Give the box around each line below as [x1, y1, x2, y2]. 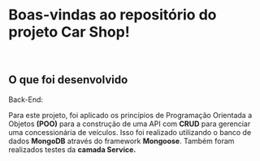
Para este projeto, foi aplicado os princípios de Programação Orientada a [8, 110, 253, 120]
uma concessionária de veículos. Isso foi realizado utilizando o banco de [8, 127, 252, 137]
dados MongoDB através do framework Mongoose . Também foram [8, 136, 235, 146]
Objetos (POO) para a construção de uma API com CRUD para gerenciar [8, 119, 251, 129]
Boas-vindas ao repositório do [8, 6, 217, 24]
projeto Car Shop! [8, 23, 130, 41]
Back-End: [8, 95, 43, 104]
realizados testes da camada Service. [8, 144, 136, 155]
